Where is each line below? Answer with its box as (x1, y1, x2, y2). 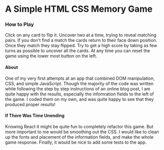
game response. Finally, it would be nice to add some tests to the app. (5, 139, 147, 145)
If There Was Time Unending (5, 113, 65, 119)
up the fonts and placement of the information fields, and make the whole (5, 134, 154, 140)
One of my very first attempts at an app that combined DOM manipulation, (5, 75, 155, 81)
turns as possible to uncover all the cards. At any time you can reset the (5, 48, 150, 54)
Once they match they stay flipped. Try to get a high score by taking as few (5, 43, 157, 49)
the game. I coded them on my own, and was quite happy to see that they (5, 96, 154, 102)
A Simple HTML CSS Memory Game (5, 3, 153, 15)
